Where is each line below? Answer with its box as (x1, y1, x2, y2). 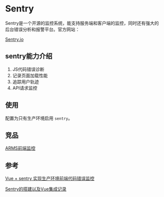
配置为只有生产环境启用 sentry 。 (5, 115, 72, 121)
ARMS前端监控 (5, 145, 36, 151)
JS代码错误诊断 (12, 66, 44, 72)
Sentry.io (5, 36, 24, 42)
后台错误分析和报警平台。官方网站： (5, 26, 80, 32)
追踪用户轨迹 (12, 78, 39, 85)
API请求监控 (12, 85, 37, 91)
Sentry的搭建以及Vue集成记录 (5, 186, 66, 192)
